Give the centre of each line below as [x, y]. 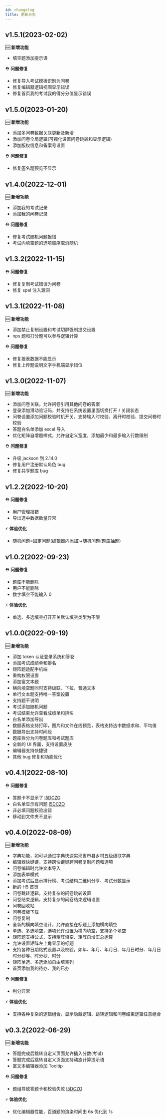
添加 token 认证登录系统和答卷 [43, 656]
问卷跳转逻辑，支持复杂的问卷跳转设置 [52, 893]
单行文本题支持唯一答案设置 [41, 694]
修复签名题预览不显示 [34, 168]
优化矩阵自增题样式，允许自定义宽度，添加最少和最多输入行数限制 [80, 436]
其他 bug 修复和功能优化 [37, 757]
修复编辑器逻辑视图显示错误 [41, 87]
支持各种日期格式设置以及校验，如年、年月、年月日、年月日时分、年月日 [86, 950]
